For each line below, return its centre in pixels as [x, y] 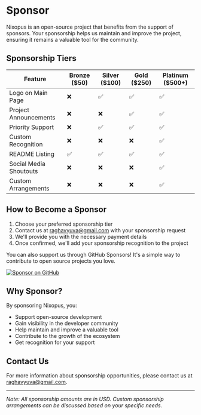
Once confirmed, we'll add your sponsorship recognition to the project [101, 243]
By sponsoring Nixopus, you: [42, 306]
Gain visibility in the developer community [66, 324]
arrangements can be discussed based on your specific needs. [84, 405]
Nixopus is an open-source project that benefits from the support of [90, 27]
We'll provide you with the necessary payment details [81, 236]
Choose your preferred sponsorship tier [64, 224]
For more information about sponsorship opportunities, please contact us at [99, 376]
